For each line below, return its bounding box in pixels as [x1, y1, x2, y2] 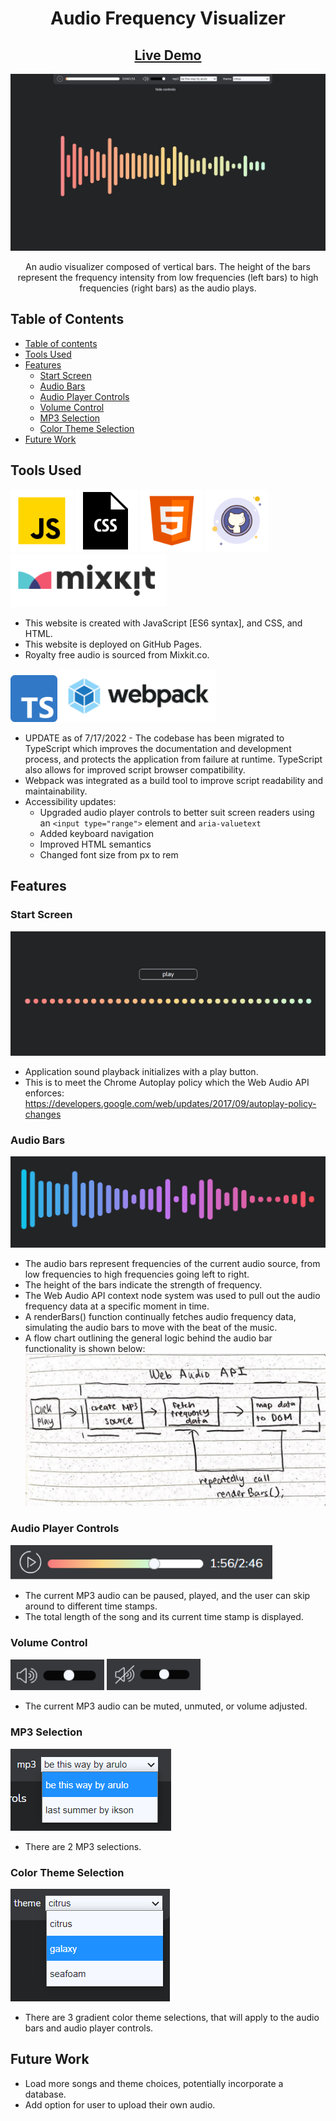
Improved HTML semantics [39, 838, 152, 850]
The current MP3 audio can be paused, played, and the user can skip [24, 1589, 311, 1601]
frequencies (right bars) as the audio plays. [79, 282, 257, 294]
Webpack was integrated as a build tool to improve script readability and [24, 775, 324, 786]
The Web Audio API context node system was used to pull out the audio [24, 1290, 321, 1302]
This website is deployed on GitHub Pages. [24, 638, 203, 650]
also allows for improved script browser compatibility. [24, 764, 246, 776]
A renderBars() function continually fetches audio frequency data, [24, 1311, 297, 1323]
